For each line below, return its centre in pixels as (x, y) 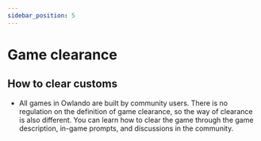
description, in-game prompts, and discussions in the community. (126, 128)
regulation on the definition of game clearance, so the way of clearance (136, 111)
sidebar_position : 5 (42, 15)
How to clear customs (63, 84)
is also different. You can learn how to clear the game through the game (136, 120)
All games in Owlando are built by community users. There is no (123, 103)
